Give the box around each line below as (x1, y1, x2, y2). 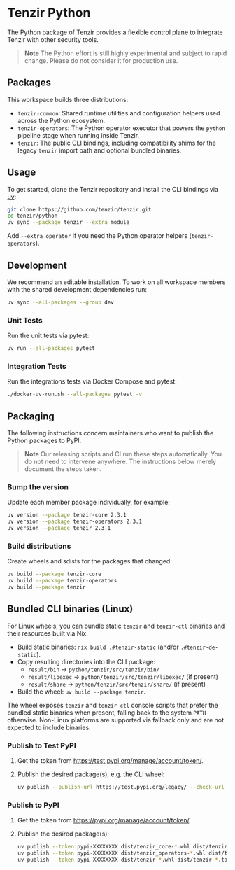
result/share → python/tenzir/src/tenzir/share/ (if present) (27, 680, 206, 688)
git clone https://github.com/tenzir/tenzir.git (7, 206, 152, 213)
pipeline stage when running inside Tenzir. (17, 131, 140, 139)
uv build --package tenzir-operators (7, 577, 117, 584)
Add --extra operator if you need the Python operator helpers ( (7, 232, 192, 240)
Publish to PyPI (7, 800, 59, 810)
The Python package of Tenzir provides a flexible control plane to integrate (7, 28, 223, 36)
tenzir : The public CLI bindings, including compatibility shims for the (17, 139, 217, 147)
